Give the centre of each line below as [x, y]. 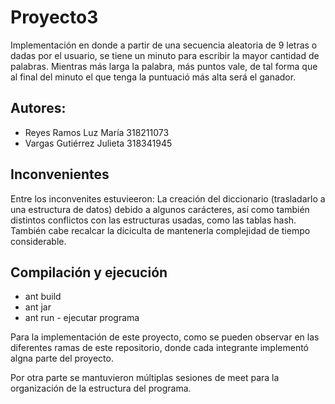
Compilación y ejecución [89, 272]
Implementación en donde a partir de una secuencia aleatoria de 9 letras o [164, 45]
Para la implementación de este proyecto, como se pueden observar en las [165, 337]
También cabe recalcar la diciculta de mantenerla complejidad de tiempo [160, 230]
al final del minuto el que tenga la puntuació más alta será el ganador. [153, 77]
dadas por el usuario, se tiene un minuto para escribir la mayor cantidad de [165, 55]
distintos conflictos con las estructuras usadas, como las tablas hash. [153, 220]
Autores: [38, 108]
